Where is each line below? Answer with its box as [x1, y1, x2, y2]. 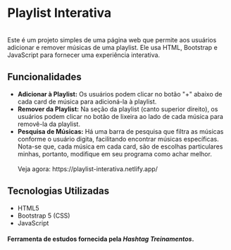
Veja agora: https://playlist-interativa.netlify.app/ [17, 164, 158, 173]
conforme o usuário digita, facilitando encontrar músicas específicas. [17, 135, 220, 143]
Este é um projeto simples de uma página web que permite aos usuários [7, 35, 217, 44]
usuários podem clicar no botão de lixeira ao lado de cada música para [17, 112, 224, 120]
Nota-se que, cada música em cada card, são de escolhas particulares [17, 142, 223, 151]
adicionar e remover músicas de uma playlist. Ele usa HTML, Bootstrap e [7, 43, 218, 51]
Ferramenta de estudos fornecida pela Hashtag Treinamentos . [7, 235, 194, 244]
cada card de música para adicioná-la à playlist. [17, 97, 157, 106]
